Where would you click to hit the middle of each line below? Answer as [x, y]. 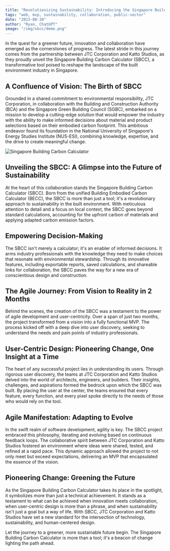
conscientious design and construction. [46, 275]
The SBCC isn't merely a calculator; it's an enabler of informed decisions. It [84, 248]
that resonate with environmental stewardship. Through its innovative [77, 259]
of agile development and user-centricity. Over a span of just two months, [82, 317]
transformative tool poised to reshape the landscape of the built [72, 65]
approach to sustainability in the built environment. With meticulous [75, 204]
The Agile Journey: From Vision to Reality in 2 [79, 291]
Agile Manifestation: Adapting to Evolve [69, 417]
